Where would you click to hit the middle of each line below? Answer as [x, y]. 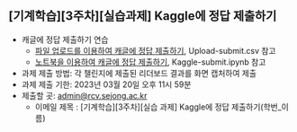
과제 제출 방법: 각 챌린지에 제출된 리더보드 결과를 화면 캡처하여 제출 [139, 73]
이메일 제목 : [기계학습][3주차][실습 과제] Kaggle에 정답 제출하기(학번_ [158, 107]
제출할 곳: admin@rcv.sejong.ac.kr [84, 95]
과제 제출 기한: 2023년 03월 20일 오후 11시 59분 [106, 84]
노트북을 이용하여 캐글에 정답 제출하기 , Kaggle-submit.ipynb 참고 [150, 62]
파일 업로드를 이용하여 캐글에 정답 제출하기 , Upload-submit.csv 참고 [155, 50]
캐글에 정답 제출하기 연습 [65, 40]
